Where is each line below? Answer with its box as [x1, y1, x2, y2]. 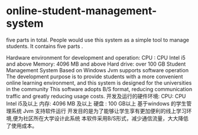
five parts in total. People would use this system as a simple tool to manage [6, 36, 189, 43]
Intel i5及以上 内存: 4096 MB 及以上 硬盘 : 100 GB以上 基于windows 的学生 [6, 99, 187, 107]
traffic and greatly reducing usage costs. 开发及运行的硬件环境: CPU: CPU [6, 92, 186, 99]
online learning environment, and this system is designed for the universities [6, 79, 192, 86]
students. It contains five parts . [6, 43, 83, 50]
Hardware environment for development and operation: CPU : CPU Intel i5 [6, 54, 186, 61]
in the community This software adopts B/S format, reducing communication [6, 85, 193, 92]
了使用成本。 [6, 122, 37, 129]
